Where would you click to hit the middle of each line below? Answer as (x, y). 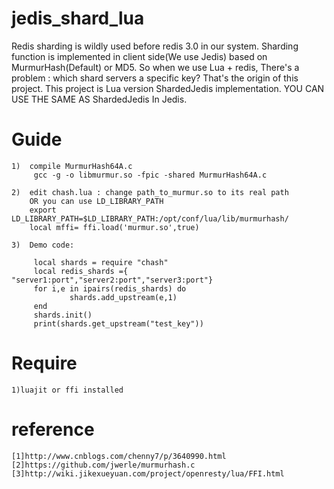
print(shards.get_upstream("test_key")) (118, 323)
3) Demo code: (43, 245)
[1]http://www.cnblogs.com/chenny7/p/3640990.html (119, 456)
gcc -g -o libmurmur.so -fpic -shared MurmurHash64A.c (150, 175)
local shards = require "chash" (101, 262)
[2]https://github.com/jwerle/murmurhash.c (103, 465)
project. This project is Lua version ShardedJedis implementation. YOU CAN (168, 88)
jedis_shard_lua (78, 18)
